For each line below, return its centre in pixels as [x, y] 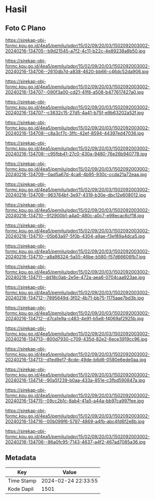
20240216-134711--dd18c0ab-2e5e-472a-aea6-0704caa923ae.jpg [75, 277]
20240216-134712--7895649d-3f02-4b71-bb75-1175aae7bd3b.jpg [74, 298]
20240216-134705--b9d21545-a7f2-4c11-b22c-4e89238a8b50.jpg [75, 51]
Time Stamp [22, 481]
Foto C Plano [25, 28]
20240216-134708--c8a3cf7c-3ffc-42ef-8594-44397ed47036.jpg [74, 133]
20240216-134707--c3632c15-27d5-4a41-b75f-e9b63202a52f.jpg [74, 113]
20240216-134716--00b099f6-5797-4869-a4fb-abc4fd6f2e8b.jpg [75, 421]
